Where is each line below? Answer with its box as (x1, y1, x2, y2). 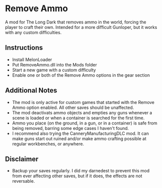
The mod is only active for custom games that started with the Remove (12, 99, 155, 105)
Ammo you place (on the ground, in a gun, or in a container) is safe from (12, 120, 158, 126)
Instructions (5, 43, 43, 52)
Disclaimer (5, 155, 39, 163)
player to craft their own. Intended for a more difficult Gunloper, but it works (5, 24, 158, 30)
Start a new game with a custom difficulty (12, 67, 96, 73)
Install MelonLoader (12, 57, 52, 63)
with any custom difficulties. (5, 29, 62, 35)
